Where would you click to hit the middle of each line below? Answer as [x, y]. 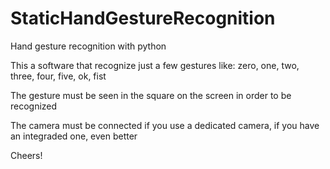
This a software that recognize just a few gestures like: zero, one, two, [155, 65]
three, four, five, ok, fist [58, 76]
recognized [34, 106]
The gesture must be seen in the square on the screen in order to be [151, 95]
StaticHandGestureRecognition [143, 18]
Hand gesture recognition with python [88, 46]
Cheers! [26, 155]
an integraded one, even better [74, 136]
